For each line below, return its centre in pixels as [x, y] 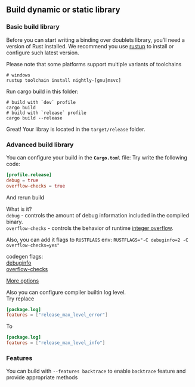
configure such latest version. [43, 53]
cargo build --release [34, 118]
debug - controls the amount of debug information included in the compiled [98, 215]
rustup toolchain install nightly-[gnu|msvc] [64, 80]
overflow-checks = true [36, 186]
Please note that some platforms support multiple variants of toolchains [94, 64]
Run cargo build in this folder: [42, 91]
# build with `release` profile [46, 113]
